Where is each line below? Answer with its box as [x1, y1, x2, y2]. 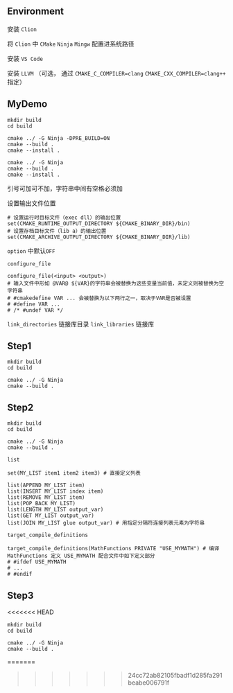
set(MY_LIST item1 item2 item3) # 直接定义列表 [7, 470, 141, 477]
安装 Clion [7, 24, 37, 33]
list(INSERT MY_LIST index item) [7, 488, 104, 495]
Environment [7, 6, 64, 17]
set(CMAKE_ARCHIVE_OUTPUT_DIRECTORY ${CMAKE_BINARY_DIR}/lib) [7, 234, 191, 240]
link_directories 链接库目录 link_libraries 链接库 [7, 319, 155, 328]
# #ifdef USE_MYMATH [7, 559, 67, 565]
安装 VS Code [7, 54, 44, 62]
